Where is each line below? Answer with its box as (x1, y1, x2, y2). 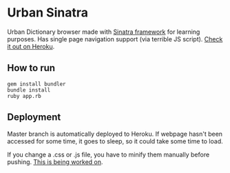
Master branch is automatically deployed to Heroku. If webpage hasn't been (7, 130, 222, 138)
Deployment (7, 112, 61, 123)
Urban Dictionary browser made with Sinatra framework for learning (7, 28, 200, 36)
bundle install (7, 86, 51, 94)
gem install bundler (7, 81, 67, 88)
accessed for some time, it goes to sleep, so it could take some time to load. (7, 136, 223, 145)
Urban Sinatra (7, 5, 88, 21)
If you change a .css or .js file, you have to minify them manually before (7, 150, 210, 159)
